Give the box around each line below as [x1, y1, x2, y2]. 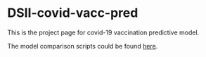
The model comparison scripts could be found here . [7, 42, 158, 50]
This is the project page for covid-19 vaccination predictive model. [7, 28, 200, 37]
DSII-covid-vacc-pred [7, 5, 139, 21]
